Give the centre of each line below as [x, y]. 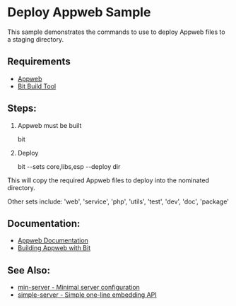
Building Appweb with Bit [54, 248]
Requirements [39, 62]
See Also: [29, 270]
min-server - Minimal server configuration [78, 288]
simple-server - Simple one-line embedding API [87, 295]
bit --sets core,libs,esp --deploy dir [69, 166]
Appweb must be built [49, 125]
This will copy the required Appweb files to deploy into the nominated [108, 180]
